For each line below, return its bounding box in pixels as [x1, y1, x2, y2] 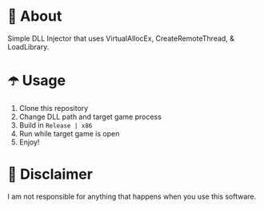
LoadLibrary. [7, 41, 50, 51]
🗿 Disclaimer [7, 165, 94, 183]
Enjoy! [18, 137, 40, 147]
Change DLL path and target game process [18, 112, 162, 121]
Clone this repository [18, 103, 89, 112]
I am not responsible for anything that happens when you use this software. [7, 191, 257, 201]
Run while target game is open [18, 128, 120, 138]
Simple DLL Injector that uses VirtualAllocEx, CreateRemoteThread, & [7, 34, 235, 43]
